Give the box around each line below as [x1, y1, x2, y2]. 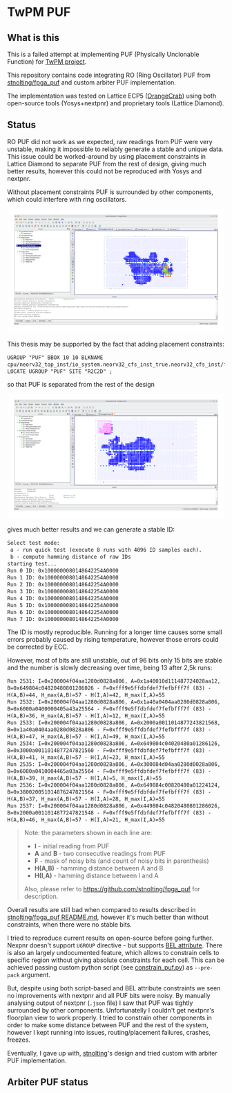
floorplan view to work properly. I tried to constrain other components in [7, 1013, 213, 1022]
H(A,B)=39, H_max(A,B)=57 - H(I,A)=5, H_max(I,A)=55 [7, 774, 162, 782]
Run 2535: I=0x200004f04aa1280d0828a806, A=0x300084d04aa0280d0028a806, [7, 760, 221, 768]
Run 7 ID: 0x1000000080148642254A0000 [7, 615, 119, 622]
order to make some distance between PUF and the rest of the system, [7, 1020, 209, 1029]
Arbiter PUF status [7, 1076, 88, 1088]
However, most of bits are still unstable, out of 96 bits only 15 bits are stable [7, 656, 222, 664]
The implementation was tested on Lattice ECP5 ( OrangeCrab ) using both [7, 91, 217, 100]
